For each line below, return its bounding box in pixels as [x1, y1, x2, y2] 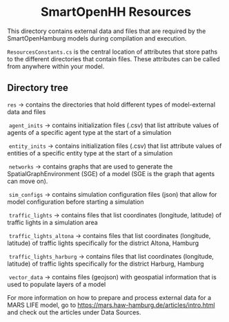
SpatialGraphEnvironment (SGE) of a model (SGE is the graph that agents [7, 169, 215, 178]
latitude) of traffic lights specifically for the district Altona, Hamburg [7, 239, 199, 247]
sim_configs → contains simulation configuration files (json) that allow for [8, 190, 217, 198]
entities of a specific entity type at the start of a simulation [7, 149, 173, 157]
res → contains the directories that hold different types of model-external [7, 100, 216, 109]
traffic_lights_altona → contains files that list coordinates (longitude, [8, 231, 211, 239]
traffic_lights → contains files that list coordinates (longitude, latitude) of [8, 211, 222, 219]
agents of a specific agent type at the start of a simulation [7, 128, 172, 136]
